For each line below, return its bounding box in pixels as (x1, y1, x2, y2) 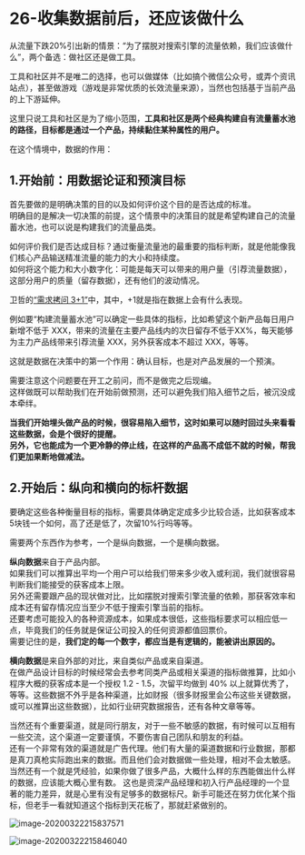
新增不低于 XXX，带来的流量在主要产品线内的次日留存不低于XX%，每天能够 (9, 325, 293, 336)
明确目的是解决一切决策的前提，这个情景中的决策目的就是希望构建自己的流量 (9, 210, 296, 221)
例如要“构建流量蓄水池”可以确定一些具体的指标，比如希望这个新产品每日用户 (9, 313, 295, 324)
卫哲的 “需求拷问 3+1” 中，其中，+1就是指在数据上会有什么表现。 (9, 294, 248, 305)
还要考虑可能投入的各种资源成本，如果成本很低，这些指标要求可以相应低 (9, 613, 280, 624)
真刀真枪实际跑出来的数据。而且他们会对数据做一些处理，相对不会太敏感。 (16, 754, 296, 765)
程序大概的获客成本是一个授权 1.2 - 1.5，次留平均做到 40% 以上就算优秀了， (9, 678, 293, 689)
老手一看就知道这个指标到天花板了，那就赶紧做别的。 (33, 800, 232, 810)
